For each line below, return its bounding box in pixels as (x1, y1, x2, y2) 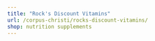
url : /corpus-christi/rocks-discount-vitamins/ (7, 17, 149, 24)
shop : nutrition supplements (7, 23, 92, 30)
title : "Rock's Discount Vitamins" (7, 10, 111, 17)
